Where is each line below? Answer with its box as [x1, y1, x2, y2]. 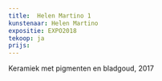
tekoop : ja [8, 34, 45, 43]
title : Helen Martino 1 [8, 11, 91, 20]
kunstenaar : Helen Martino [8, 19, 99, 27]
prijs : [8, 42, 30, 50]
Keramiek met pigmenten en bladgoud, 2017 [8, 63, 155, 73]
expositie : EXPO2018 [8, 26, 78, 34]
